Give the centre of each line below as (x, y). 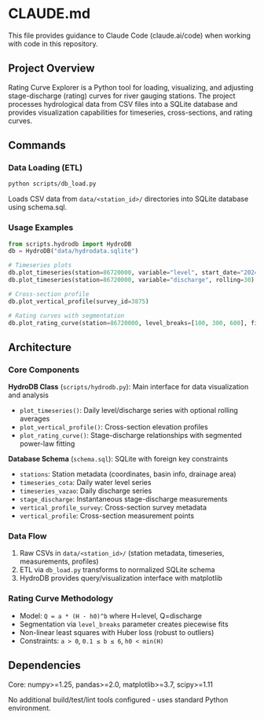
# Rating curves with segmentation (66, 316)
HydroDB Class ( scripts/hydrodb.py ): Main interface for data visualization (128, 387)
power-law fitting (47, 443)
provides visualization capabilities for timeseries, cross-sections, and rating (130, 112)
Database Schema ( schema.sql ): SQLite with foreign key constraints (118, 459)
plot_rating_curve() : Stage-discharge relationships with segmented (130, 436)
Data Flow (27, 536)
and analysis (29, 395)
